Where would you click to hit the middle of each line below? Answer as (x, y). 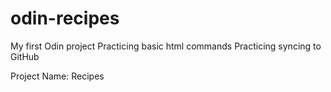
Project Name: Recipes (57, 76)
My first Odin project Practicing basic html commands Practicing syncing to (166, 46)
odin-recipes (65, 18)
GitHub (25, 56)
